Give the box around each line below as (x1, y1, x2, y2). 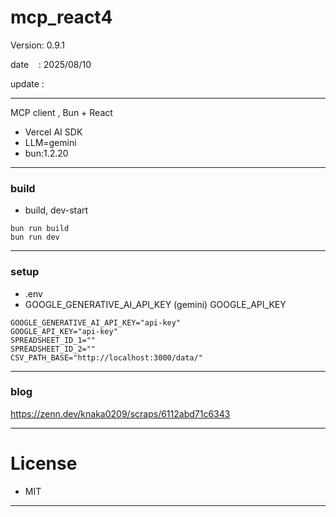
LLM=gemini (24, 136, 77, 148)
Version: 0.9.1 (10, 39, 66, 51)
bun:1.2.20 (24, 147, 69, 159)
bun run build (10, 224, 70, 234)
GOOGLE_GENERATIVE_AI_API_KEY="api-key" (10, 317, 182, 328)
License (10, 452, 78, 475)
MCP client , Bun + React (10, 106, 113, 118)
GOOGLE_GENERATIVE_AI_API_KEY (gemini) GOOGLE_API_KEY (24, 298, 287, 310)
